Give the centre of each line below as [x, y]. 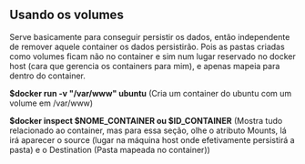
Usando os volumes [67, 15]
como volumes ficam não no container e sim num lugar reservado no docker [152, 56]
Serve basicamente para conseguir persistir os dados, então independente [150, 36]
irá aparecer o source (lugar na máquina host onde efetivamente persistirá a [152, 139]
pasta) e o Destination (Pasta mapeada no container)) [110, 149]
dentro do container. [48, 76]
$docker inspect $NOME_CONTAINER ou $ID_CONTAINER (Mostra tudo [146, 120]
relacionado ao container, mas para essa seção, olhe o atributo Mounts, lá [148, 130]
